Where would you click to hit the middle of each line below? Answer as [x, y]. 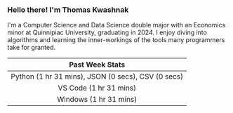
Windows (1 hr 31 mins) [97, 100]
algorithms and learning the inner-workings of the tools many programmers [116, 40]
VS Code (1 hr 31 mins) [97, 88]
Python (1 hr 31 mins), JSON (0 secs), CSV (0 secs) [97, 77]
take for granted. [32, 48]
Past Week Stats [97, 65]
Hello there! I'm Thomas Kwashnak [68, 10]
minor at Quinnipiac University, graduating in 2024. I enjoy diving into [107, 32]
